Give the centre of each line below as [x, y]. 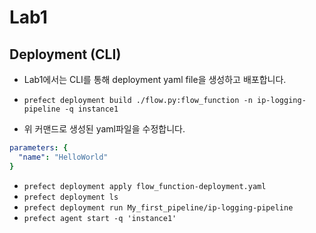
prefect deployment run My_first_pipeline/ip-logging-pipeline [158, 207]
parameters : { [39, 148]
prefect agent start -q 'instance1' [100, 218]
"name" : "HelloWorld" [63, 157]
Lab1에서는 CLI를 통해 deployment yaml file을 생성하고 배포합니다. [155, 79]
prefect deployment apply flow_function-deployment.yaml [145, 186]
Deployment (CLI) [65, 54]
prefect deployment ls [71, 197]
